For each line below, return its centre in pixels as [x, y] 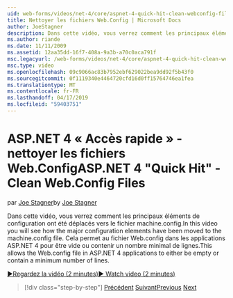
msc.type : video [31, 65]
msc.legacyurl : [29, 59]
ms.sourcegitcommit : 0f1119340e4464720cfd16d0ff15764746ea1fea [101, 78]
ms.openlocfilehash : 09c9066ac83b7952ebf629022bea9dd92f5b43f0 [101, 72]
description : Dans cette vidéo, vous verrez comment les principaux [108, 33]
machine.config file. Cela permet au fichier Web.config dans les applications [116, 238]
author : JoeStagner [35, 26]
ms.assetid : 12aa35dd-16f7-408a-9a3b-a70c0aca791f [82, 53]
